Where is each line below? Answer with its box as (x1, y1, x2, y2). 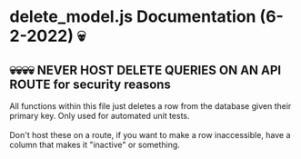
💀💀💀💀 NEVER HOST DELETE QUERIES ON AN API (9, 62, 282, 78)
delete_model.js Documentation (9, 6, 256, 27)
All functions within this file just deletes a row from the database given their (9, 101, 292, 111)
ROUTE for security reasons (9, 76, 171, 92)
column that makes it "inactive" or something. (9, 139, 180, 150)
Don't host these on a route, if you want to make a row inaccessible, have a (9, 130, 291, 140)
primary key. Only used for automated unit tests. (9, 111, 190, 121)
